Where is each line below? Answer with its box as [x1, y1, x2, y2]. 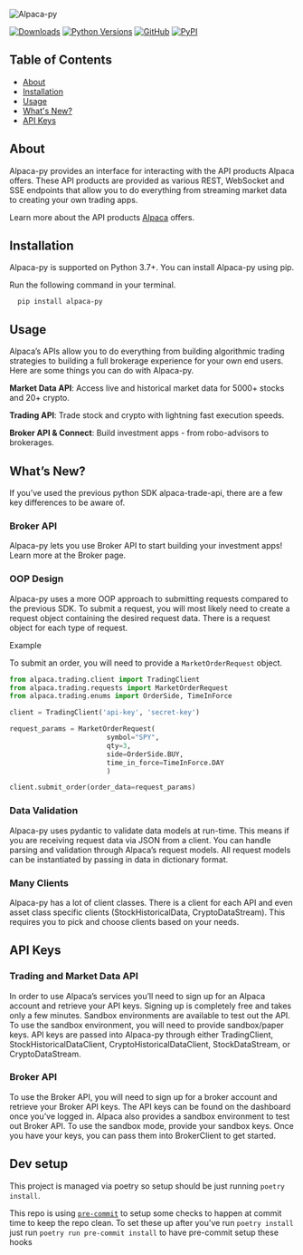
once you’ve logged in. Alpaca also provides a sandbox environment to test [9, 1111, 290, 1122]
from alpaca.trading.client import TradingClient [9, 675, 201, 684]
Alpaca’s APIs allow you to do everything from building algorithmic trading [9, 345, 285, 357]
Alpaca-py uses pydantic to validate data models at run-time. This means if [9, 825, 289, 836]
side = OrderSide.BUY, [106, 749, 184, 759]
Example [9, 639, 43, 650]
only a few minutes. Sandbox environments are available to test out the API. [9, 1009, 291, 1020]
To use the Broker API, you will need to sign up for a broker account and [9, 1091, 278, 1102]
